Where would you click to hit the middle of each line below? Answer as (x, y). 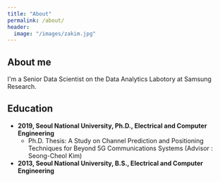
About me (29, 62)
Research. (22, 87)
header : (19, 27)
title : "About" (30, 14)
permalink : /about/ (36, 20)
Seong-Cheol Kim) (55, 155)
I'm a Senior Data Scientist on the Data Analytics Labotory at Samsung (109, 79)
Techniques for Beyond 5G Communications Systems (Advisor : (121, 148)
